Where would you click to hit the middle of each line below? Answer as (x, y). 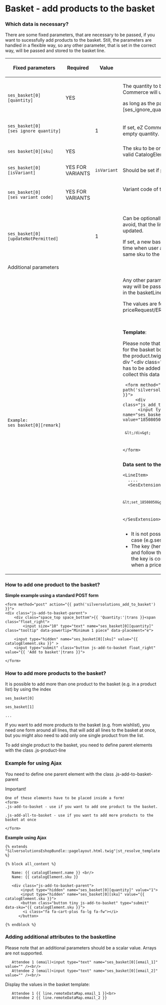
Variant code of (141, 189)
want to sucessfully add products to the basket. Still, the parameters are (79, 40)
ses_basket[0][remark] (34, 425)
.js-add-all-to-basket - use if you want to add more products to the (79, 815)
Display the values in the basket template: (47, 984)
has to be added (142, 368)
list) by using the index (28, 689)
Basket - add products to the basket (80, 9)
